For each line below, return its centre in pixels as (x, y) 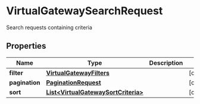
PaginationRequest (74, 83)
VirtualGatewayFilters (78, 73)
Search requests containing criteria (49, 27)
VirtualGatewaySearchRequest (85, 11)
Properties (26, 46)
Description (166, 62)
